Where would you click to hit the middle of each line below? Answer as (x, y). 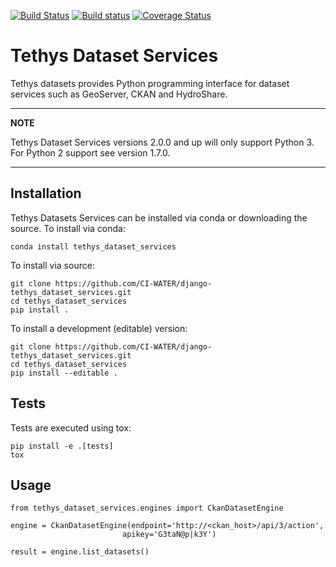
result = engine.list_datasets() (80, 552)
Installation (46, 193)
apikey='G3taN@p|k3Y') (169, 535)
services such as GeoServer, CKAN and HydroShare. (119, 94)
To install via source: (52, 265)
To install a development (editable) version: (99, 328)
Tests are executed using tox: (71, 427)
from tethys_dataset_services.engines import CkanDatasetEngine (147, 508)
